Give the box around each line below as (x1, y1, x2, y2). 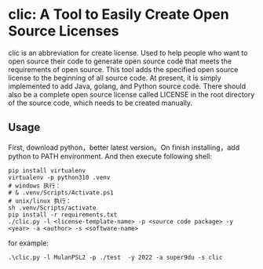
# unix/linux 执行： (8, 197, 72, 205)
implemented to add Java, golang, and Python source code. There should (8, 81, 246, 91)
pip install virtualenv (8, 166, 86, 174)
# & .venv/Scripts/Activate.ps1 (8, 188, 114, 197)
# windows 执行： (8, 182, 61, 190)
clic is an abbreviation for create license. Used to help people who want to (8, 48, 248, 57)
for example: (8, 238, 49, 248)
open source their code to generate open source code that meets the (8, 56, 232, 66)
